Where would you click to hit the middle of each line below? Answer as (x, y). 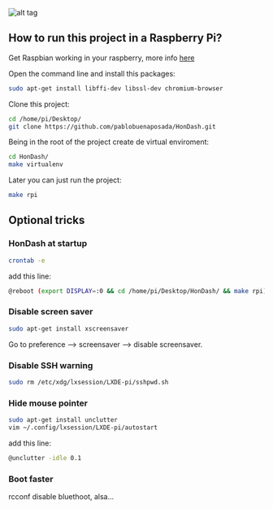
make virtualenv (36, 165)
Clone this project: (39, 104)
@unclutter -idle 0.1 (45, 458)
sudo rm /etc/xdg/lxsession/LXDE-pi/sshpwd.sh (89, 382)
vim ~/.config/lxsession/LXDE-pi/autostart (83, 428)
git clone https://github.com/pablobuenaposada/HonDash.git (113, 126)
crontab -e (27, 261)
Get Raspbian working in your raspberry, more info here (102, 58)
